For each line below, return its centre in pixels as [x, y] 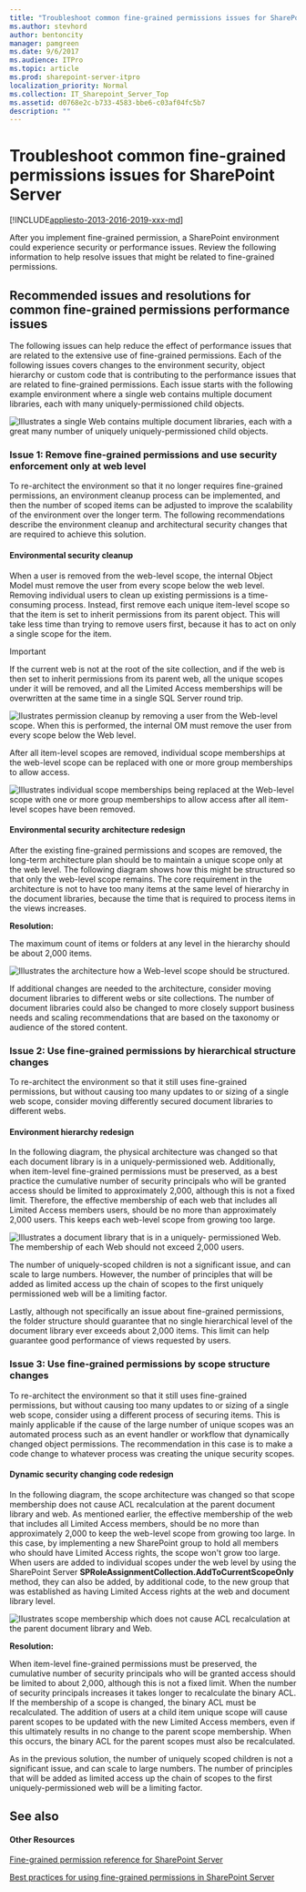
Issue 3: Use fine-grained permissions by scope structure [140, 1365]
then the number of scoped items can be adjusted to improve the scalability [151, 506]
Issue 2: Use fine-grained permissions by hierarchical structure [153, 1050]
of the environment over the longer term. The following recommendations [147, 515]
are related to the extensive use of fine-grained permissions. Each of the [146, 355]
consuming [31, 604]
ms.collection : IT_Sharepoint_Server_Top [89, 94]
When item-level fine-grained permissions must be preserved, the [133, 1663]
